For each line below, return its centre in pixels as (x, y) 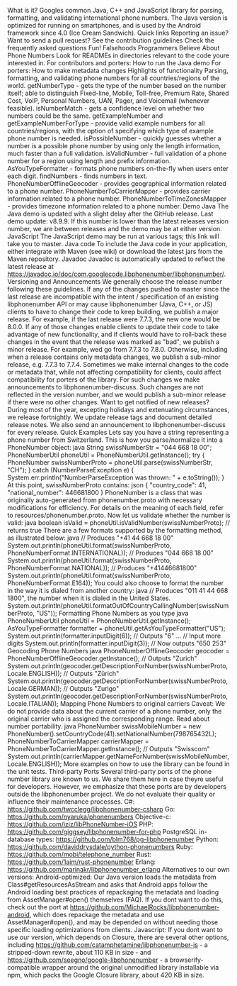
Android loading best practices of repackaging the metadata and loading (113, 892)
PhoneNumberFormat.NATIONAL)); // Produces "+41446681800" (102, 568)
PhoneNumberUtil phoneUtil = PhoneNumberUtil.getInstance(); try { (106, 455)
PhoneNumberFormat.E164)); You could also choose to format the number (116, 583)
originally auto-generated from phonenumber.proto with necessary (105, 500)
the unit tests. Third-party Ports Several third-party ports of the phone (110, 771)
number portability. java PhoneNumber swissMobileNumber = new (104, 726)
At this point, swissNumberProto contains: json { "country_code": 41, (107, 485)
